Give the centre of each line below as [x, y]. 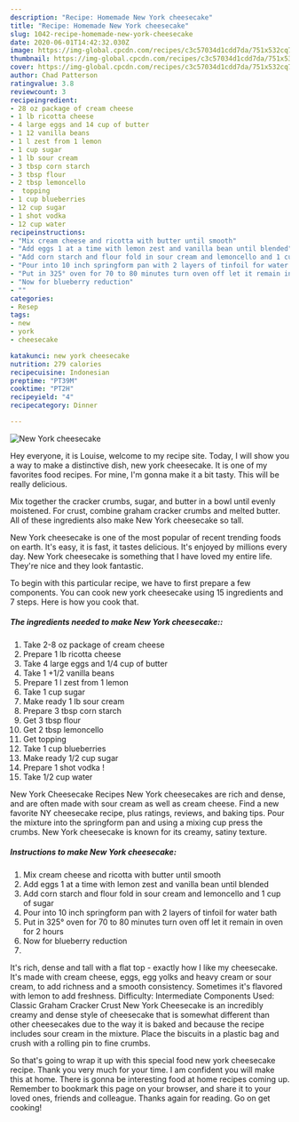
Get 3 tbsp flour [52, 720]
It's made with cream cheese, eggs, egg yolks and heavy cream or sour [141, 977]
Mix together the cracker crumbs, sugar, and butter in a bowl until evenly [143, 501]
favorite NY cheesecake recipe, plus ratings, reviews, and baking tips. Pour [147, 813]
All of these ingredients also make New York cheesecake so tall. [127, 520]
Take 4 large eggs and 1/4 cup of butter [95, 663]
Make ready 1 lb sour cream [74, 701]
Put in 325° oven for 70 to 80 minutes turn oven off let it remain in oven [153, 922]
